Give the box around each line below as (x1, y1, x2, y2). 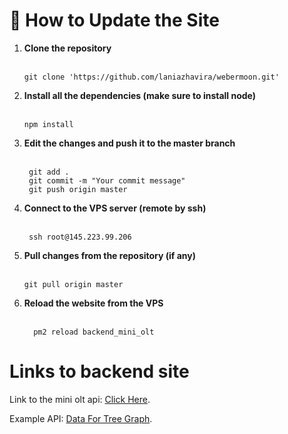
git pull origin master (23, 279, 124, 289)
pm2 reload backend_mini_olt (33, 327, 155, 337)
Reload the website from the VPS (23, 297, 164, 309)
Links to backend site (9, 360, 190, 383)
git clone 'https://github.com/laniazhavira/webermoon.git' (23, 72, 280, 82)
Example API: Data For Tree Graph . (9, 412, 153, 424)
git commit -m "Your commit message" (28, 175, 186, 186)
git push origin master (28, 184, 128, 194)
